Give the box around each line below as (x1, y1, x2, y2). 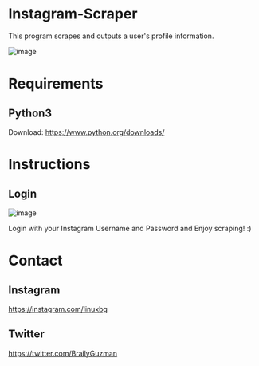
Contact (8, 252, 63, 270)
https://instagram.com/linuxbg (8, 304, 108, 313)
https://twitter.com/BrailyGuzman (8, 348, 118, 358)
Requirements (8, 75, 104, 92)
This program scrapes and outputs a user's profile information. (8, 31, 214, 41)
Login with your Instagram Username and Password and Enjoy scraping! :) (8, 223, 252, 233)
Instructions (8, 155, 91, 174)
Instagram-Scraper (8, 5, 138, 23)
